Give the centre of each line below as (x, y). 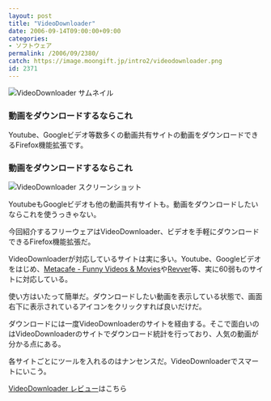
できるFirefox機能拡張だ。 (52, 242)
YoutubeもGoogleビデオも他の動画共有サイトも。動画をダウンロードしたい (133, 204)
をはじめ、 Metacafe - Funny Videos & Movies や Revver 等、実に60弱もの (129, 269)
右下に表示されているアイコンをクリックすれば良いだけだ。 (107, 307)
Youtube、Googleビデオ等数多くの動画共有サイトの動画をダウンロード (127, 135)
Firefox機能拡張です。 (51, 145)
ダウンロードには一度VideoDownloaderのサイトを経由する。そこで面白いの (134, 324)
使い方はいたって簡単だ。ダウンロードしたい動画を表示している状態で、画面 (135, 296)
